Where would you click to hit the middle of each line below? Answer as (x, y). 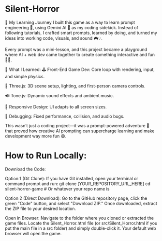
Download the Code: (25, 169)
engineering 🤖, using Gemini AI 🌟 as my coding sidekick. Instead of (72, 27)
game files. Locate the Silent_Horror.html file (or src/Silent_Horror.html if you (81, 223)
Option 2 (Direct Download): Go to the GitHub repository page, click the (76, 198)
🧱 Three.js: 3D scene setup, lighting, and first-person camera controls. (75, 86)
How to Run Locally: (46, 156)
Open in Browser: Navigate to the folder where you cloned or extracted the (79, 218)
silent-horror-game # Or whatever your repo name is (57, 189)
